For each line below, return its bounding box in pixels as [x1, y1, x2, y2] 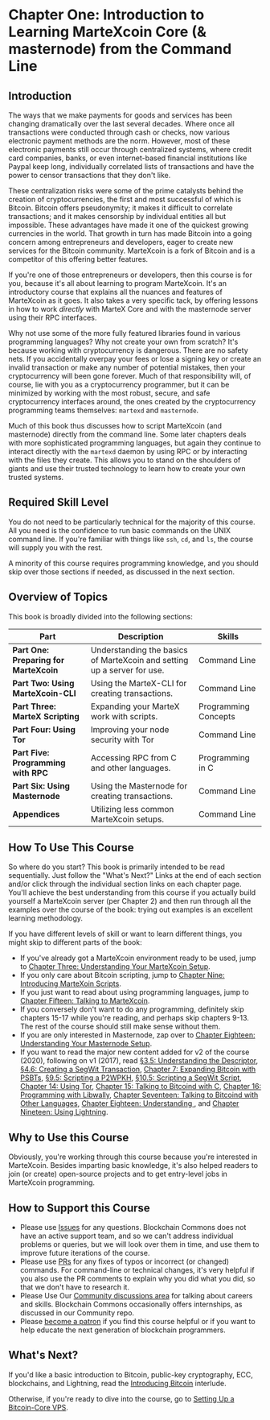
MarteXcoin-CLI [12, 687, 76, 698]
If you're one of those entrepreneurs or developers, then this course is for [8, 270, 253, 279]
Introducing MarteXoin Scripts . [19, 979, 122, 988]
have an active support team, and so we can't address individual [19, 1231, 234, 1241]
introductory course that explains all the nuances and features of [8, 288, 223, 296]
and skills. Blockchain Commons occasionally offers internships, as [19, 1299, 243, 1310]
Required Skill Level [8, 495, 109, 509]
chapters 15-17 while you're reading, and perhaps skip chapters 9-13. [19, 1013, 249, 1023]
